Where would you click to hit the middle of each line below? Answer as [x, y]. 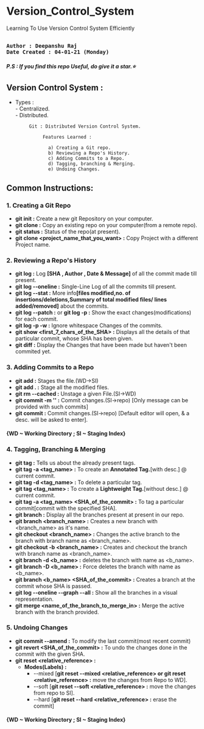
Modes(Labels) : [45, 667]
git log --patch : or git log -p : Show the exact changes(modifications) [103, 313]
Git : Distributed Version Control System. [85, 126]
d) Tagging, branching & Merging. [92, 164]
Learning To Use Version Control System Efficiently [71, 28]
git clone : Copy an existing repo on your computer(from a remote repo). [106, 225]
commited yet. [33, 352]
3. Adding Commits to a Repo [50, 368]
